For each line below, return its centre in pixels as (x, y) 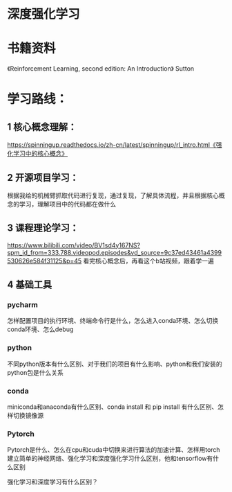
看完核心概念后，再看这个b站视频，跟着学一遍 (148, 261)
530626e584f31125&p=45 (45, 261)
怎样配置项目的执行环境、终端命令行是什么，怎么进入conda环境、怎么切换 (113, 321)
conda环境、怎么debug (40, 329)
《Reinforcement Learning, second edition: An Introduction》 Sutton (101, 69)
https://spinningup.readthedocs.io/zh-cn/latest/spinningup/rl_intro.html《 (112, 145)
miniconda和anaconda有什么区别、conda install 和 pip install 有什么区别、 (113, 407)
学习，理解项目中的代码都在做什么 (67, 204)
